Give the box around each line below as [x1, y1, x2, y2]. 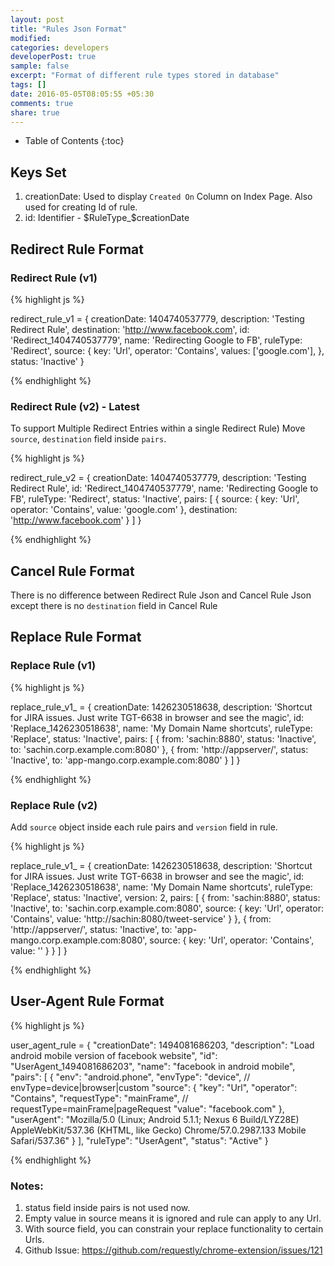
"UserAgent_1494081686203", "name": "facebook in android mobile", [10, 1060, 296, 1072]
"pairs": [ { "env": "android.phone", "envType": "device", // [10, 1071, 251, 1083]
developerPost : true [10, 52, 97, 62]
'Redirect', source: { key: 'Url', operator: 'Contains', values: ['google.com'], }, [10, 344, 325, 356]
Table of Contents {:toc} [24, 135, 125, 147]
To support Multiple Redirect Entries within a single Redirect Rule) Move [10, 422, 306, 435]
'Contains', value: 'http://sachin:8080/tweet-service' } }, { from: [10, 912, 272, 925]
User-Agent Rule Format [10, 993, 165, 1010]
